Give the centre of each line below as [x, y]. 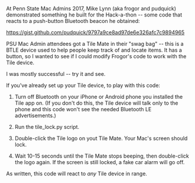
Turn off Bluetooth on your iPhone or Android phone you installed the [99, 97]
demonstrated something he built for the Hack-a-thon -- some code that [94, 15]
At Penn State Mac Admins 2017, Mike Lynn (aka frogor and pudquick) [91, 9]
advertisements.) [35, 115]
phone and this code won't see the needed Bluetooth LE [83, 109]
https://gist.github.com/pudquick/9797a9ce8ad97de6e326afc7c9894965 [95, 32]
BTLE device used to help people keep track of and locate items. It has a [94, 50]
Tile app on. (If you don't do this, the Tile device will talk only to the [96, 103]
